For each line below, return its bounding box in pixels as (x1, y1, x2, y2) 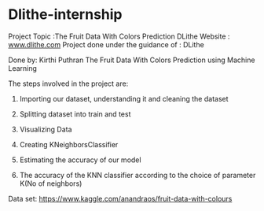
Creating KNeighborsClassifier (19, 139, 119, 149)
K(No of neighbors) (19, 179, 82, 188)
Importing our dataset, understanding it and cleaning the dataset (19, 94, 229, 103)
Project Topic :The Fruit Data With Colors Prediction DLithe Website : (8, 31, 230, 41)
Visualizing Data (19, 124, 72, 134)
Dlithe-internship (8, 6, 123, 24)
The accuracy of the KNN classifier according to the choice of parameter (19, 170, 256, 180)
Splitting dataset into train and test (19, 109, 131, 119)
